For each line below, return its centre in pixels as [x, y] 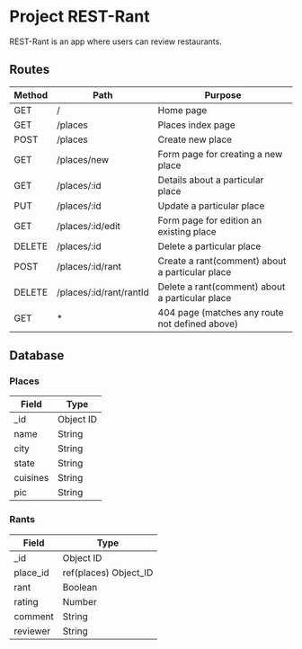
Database [37, 356]
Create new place [195, 139]
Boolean [80, 587]
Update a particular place [211, 206]
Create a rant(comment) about [222, 261]
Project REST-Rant [80, 17]
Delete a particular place [209, 246]
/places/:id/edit [89, 226]
